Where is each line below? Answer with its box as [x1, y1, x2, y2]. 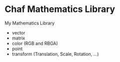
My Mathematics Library [4, 20, 55, 26]
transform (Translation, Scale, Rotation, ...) [11, 51, 99, 57]
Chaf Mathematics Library [4, 3, 116, 15]
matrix [11, 35, 25, 41]
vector [11, 29, 25, 35]
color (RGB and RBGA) [11, 40, 58, 46]
